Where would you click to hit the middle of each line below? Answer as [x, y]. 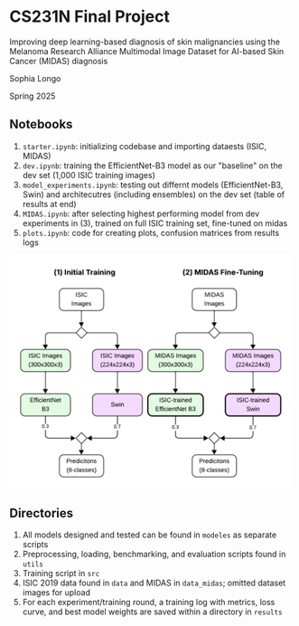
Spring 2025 [33, 96]
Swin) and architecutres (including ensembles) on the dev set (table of [154, 194]
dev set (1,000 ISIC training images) [89, 175]
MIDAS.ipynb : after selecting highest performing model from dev [141, 213]
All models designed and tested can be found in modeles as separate [149, 535]
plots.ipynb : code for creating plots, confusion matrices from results [151, 232]
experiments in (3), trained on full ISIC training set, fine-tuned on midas [155, 223]
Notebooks [41, 124]
